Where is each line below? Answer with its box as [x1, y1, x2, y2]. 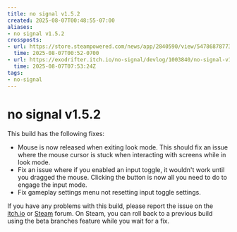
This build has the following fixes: [7, 130, 104, 138]
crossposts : [7, 37, 42, 44]
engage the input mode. [17, 181, 87, 189]
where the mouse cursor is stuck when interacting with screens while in [17, 151, 226, 159]
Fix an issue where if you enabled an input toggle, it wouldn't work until [17, 166, 225, 174]
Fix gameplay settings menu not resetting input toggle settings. [17, 188, 201, 197]
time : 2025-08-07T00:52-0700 [13, 50, 99, 57]
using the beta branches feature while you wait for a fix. [7, 216, 170, 226]
